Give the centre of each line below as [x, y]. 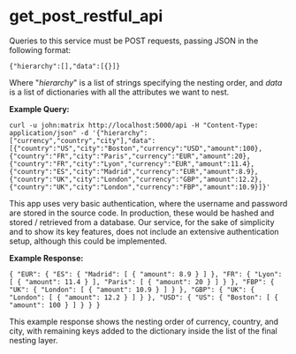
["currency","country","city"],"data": [83, 140]
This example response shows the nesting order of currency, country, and [144, 321]
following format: [40, 49]
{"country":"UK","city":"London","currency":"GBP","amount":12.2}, [136, 179]
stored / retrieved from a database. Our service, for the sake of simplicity [142, 222]
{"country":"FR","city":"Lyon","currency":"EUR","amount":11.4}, [132, 164]
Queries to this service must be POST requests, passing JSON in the [134, 41]
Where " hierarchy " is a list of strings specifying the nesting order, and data [146, 82]
